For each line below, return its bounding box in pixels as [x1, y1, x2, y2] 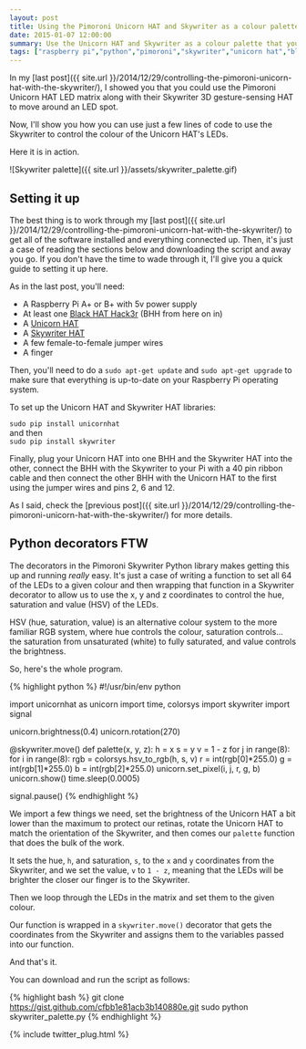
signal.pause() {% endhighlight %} [9, 790, 139, 801]
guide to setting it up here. [9, 263, 108, 274]
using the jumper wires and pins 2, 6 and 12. [9, 482, 176, 493]
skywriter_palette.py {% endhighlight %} [9, 1011, 162, 1022]
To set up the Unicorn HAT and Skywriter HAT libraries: [9, 401, 217, 412]
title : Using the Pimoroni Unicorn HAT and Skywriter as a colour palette [9, 22, 300, 31]
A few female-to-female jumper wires [22, 337, 164, 348]
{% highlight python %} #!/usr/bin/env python [9, 680, 181, 691]
